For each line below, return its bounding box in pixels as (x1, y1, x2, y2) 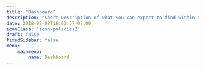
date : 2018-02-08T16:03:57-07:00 (6, 20, 92, 26)
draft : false (6, 32, 40, 38)
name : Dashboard (28, 54, 70, 60)
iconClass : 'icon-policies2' (6, 26, 81, 32)
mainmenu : (17, 49, 43, 55)
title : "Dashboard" (6, 9, 56, 15)
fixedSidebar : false (6, 37, 59, 43)
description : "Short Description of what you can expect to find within (6, 15, 195, 21)
